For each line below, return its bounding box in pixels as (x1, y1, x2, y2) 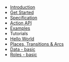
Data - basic (9, 47, 35, 52)
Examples (9, 25, 30, 31)
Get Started (9, 9, 34, 15)
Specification (9, 15, 37, 20)
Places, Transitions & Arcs (9, 41, 64, 47)
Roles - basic (9, 52, 37, 58)
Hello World (9, 36, 34, 42)
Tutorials (9, 31, 28, 36)
